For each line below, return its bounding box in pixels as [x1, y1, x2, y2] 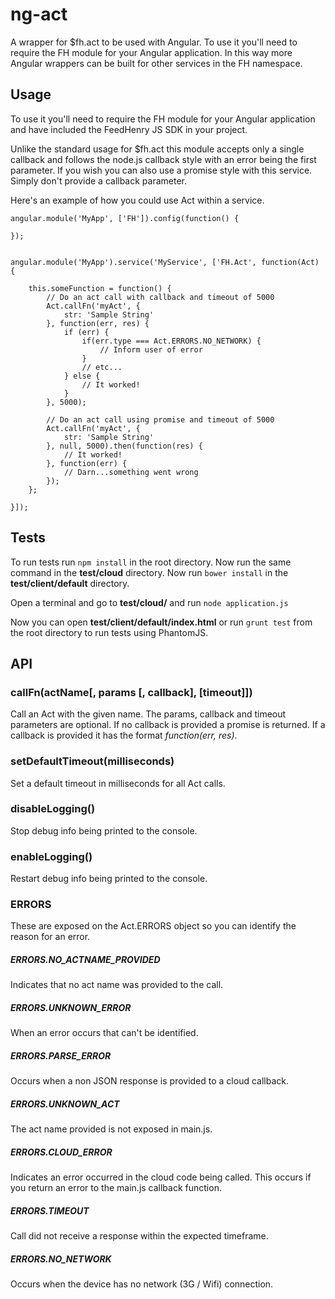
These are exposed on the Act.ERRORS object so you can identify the [10, 920, 297, 932]
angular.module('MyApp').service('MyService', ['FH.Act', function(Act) [10, 257, 320, 267]
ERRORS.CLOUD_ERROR [10, 1146, 113, 1158]
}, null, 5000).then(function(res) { [46, 441, 203, 451]
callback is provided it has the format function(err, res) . [10, 729, 238, 742]
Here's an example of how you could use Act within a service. [10, 194, 265, 206]
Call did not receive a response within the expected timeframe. [10, 1230, 269, 1242]
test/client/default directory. [10, 577, 130, 589]
